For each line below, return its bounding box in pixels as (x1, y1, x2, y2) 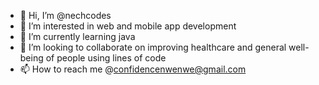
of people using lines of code (45, 52, 167, 64)
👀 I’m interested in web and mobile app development (19, 20, 237, 32)
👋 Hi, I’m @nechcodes (19, 10, 112, 21)
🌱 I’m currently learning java (19, 31, 136, 42)
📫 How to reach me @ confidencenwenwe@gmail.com (19, 63, 247, 75)
